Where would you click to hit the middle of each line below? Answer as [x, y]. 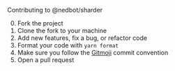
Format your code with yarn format [68, 45]
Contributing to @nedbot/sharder [55, 10]
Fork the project [40, 23]
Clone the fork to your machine [62, 31]
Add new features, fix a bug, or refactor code [82, 38]
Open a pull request [46, 60]
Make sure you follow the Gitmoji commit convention [93, 52]
